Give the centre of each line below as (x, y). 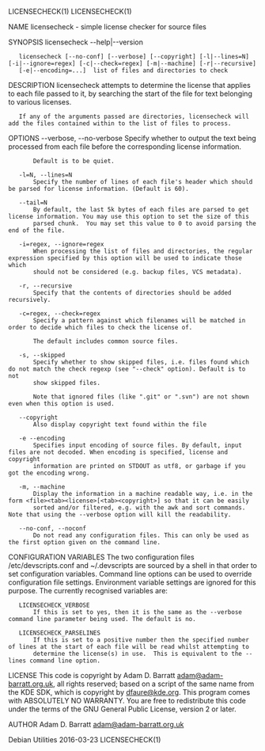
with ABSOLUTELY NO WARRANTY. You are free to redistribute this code (127, 701)
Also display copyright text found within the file (120, 425)
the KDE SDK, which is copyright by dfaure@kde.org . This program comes (129, 692)
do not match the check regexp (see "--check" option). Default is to (127, 369)
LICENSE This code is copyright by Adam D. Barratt (92, 675)
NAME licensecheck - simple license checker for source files (108, 27)
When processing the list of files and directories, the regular (143, 251)
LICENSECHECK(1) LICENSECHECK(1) (70, 11)
